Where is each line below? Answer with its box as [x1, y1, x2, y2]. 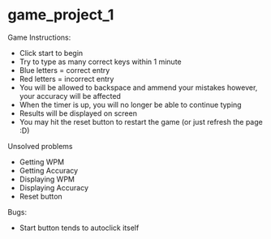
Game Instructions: [7, 32, 71, 42]
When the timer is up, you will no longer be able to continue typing [19, 100, 242, 109]
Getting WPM [19, 156, 65, 167]
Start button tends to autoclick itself [19, 223, 140, 233]
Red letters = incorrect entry [19, 74, 114, 83]
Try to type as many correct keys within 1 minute [19, 57, 182, 66]
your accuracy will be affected [19, 91, 121, 100]
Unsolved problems [7, 141, 73, 151]
